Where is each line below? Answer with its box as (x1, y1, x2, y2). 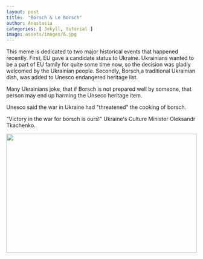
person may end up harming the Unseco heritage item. (6, 92, 143, 99)
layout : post (6, 8, 39, 15)
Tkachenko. (6, 122, 36, 129)
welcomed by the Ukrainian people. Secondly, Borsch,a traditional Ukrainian (6, 67, 196, 74)
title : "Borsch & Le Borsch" (6, 15, 83, 21)
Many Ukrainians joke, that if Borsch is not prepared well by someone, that (6, 85, 192, 93)
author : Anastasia (6, 20, 53, 26)
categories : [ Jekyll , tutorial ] (6, 25, 94, 32)
